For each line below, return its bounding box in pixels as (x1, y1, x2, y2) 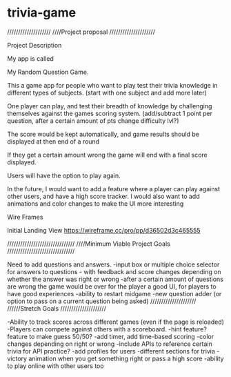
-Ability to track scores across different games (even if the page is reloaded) (7, 318, 224, 326)
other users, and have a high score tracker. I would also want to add (7, 192, 200, 200)
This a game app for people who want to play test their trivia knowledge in (7, 81, 219, 89)
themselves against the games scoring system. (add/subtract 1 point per (7, 109, 212, 117)
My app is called (7, 54, 54, 63)
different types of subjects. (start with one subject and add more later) (7, 88, 207, 97)
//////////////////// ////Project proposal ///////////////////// (7, 28, 155, 36)
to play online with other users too (7, 361, 104, 370)
